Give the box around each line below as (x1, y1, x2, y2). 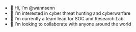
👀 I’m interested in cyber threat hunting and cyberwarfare (10, 10, 131, 16)
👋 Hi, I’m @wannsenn (10, 5, 55, 11)
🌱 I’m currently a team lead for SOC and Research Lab (10, 16, 124, 21)
